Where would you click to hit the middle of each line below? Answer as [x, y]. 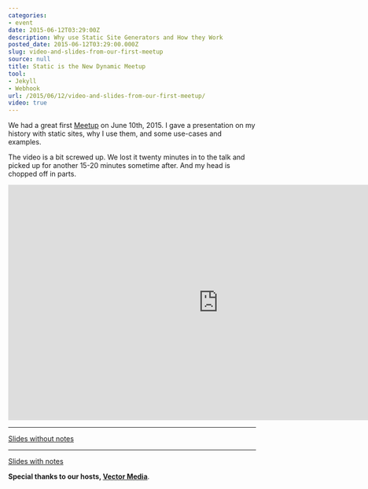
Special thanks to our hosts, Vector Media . [79, 476]
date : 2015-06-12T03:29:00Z [54, 30]
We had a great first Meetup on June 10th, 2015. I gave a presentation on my [132, 126]
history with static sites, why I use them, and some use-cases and [115, 133]
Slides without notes [41, 439]
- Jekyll [22, 81]
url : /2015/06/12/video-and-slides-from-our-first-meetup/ [107, 96]
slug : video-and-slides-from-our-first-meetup [86, 52]
